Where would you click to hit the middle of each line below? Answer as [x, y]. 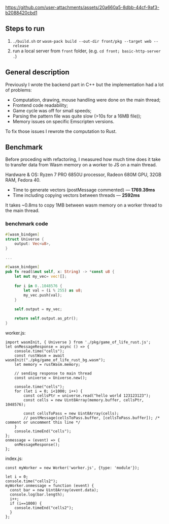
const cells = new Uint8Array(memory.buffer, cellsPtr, [84, 400]
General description [37, 72]
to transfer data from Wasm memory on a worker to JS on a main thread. [81, 165]
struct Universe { [25, 239]
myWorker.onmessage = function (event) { [50, 485]
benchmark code [27, 224]
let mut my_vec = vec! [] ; [41, 276]
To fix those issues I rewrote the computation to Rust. [61, 131]
